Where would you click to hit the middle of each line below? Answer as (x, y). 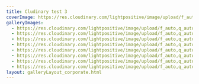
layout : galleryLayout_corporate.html (54, 72)
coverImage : (21, 17)
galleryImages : (25, 22)
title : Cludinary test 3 (37, 12)
